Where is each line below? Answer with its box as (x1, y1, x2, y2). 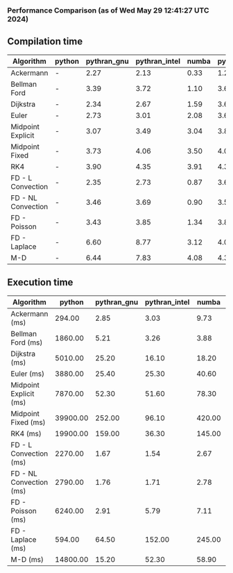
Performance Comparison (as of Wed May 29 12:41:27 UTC (7, 6, 209, 15)
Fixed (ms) (10, 417, 46, 427)
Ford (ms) (10, 338, 43, 347)
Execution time (7, 276, 74, 288)
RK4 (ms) (10, 429, 42, 438)
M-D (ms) (10, 554, 44, 564)
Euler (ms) (10, 369, 45, 379)
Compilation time (7, 35, 83, 47)
